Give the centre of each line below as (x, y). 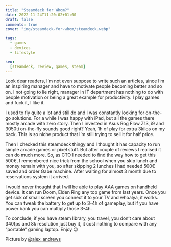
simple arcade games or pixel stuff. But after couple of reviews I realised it (83, 150)
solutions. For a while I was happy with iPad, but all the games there (83, 118)
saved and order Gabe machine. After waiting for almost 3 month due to (81, 171)
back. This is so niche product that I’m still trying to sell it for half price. (80, 134)
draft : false (19, 19)
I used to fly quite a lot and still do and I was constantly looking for (75, 113)
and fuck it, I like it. (25, 103)
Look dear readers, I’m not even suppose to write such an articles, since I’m (85, 81)
